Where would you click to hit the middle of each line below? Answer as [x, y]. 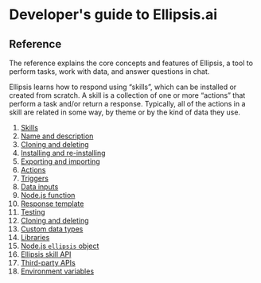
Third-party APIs [48, 263]
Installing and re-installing [63, 153]
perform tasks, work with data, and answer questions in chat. [109, 72]
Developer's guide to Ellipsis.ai [113, 15]
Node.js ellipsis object [60, 246]
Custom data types [52, 229]
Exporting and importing [60, 161]
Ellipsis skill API [46, 254]
